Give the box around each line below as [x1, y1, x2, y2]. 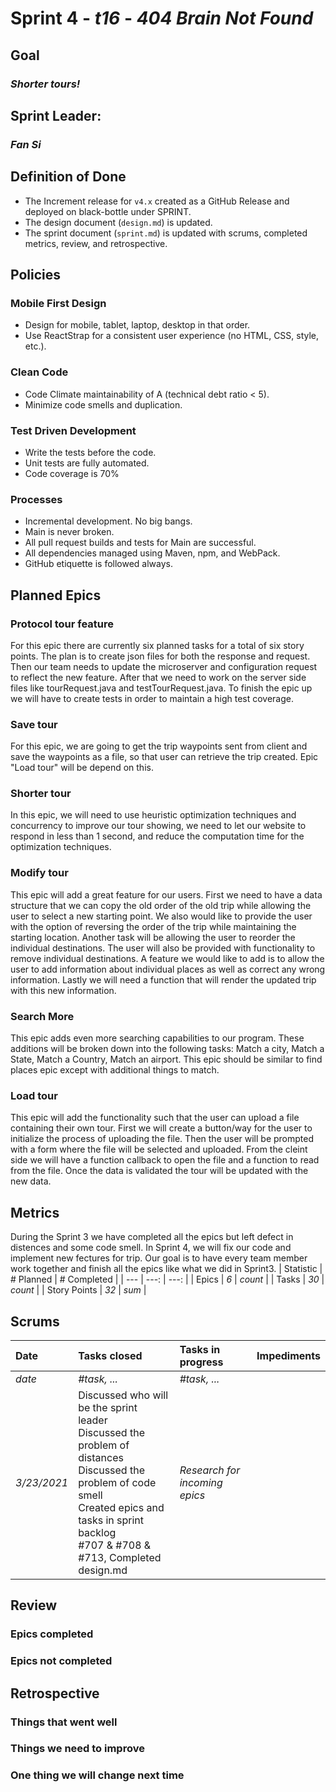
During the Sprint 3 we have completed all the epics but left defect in [10, 1231, 294, 1243]
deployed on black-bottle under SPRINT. [24, 205, 192, 217]
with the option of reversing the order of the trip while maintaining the [10, 920, 297, 932]
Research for [179, 1463, 241, 1477]
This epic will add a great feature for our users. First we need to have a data [10, 888, 323, 901]
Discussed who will [78, 1388, 169, 1402]
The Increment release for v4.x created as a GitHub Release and [24, 195, 290, 207]
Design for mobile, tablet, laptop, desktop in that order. [24, 319, 251, 331]
